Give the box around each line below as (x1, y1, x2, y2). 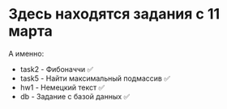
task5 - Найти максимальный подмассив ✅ (19, 73, 170, 83)
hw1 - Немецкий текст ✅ (19, 82, 105, 92)
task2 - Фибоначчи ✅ (19, 64, 94, 73)
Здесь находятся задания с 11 (8, 5, 221, 23)
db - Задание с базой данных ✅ (19, 91, 131, 101)
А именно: (8, 48, 45, 58)
